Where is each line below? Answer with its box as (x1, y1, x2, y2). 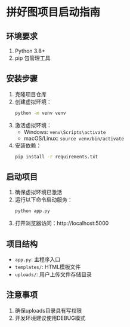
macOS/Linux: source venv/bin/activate (23, 135, 124, 142)
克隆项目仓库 (14, 90, 47, 97)
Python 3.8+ (14, 47, 46, 54)
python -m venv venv (14, 110, 66, 116)
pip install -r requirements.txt (14, 154, 98, 160)
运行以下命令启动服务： (14, 196, 73, 203)
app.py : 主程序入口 (14, 256, 61, 263)
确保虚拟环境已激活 (14, 189, 63, 196)
